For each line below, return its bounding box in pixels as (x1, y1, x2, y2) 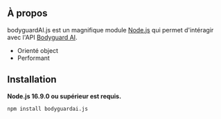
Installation (7, 74, 57, 85)
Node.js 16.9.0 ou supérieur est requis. (7, 91, 122, 100)
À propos (7, 8, 48, 19)
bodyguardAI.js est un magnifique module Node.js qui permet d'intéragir (7, 25, 214, 34)
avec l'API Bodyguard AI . (7, 33, 78, 41)
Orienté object (17, 46, 59, 54)
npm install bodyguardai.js (7, 105, 89, 112)
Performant (17, 54, 50, 62)
